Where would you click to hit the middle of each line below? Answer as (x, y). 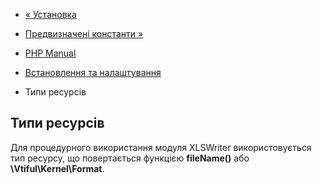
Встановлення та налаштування (93, 72)
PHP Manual (50, 53)
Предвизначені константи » (84, 33)
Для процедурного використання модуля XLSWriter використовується (161, 147)
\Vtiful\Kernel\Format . (57, 168)
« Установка (50, 14)
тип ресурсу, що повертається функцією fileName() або (130, 158)
